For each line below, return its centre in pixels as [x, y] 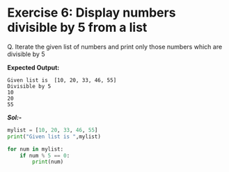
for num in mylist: [35, 149]
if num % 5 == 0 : [45, 155]
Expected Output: [33, 67]
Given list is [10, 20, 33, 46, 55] [62, 80]
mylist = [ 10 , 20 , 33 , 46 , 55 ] [53, 130]
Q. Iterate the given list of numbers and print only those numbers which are [115, 46]
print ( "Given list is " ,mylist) [54, 137]
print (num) [48, 162]
